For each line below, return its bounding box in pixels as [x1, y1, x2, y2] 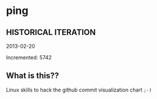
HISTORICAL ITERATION [6, 27, 96, 37]
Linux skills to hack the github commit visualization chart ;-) [6, 86, 152, 93]
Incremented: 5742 [6, 54, 52, 61]
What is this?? [6, 71, 59, 81]
